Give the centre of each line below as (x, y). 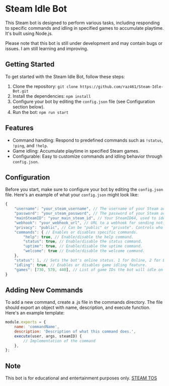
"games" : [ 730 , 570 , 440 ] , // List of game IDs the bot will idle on (89, 270)
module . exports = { (26, 322)
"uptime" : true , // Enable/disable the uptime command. (83, 246)
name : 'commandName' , (37, 327)
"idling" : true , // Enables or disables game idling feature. (81, 265)
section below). (28, 107)
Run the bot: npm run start (40, 112)
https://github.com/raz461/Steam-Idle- (121, 87)
